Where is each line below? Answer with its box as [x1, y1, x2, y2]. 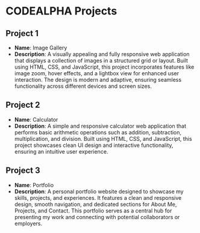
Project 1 [5, 28, 39, 39]
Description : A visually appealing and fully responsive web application [14, 51, 190, 58]
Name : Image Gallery [14, 44, 67, 51]
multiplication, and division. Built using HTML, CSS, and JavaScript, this [14, 135, 192, 142]
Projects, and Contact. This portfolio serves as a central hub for [14, 207, 172, 214]
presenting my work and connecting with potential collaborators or [14, 213, 180, 220]
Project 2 [5, 100, 40, 110]
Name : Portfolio [14, 181, 54, 188]
